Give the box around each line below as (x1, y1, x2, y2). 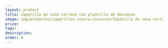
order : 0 (5, 35, 23, 40)
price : (5, 21, 19, 26)
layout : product (5, 7, 39, 12)
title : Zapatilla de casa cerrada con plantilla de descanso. (5, 12, 137, 17)
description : (5, 30, 32, 35)
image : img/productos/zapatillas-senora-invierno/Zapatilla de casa (5, 16, 151, 21)
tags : (5, 26, 16, 31)
